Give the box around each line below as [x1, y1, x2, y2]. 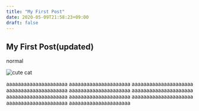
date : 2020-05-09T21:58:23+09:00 [6, 14, 89, 20]
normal [6, 58, 24, 65]
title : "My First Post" [6, 8, 65, 15]
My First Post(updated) [6, 42, 94, 52]
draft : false [6, 20, 39, 26]
